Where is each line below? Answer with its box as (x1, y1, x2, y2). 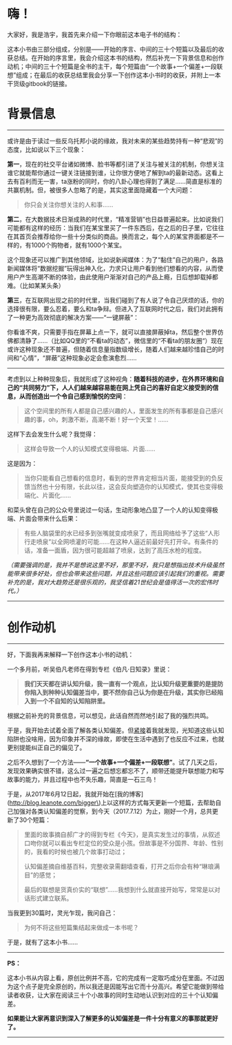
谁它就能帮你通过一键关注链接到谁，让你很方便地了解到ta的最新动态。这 (7, 168, 212, 176)
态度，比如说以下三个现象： (7, 145, 86, 154)
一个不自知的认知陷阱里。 (36, 696, 109, 705)
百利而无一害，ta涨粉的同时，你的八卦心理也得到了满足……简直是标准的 (19, 177, 222, 185)
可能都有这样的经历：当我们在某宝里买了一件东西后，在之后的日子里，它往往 (7, 223, 224, 231)
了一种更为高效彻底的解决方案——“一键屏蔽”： (7, 313, 140, 321)
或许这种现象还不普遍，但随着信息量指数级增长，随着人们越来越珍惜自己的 (7, 345, 218, 353)
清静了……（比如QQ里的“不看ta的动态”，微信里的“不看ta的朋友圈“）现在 (19, 336, 224, 344)
